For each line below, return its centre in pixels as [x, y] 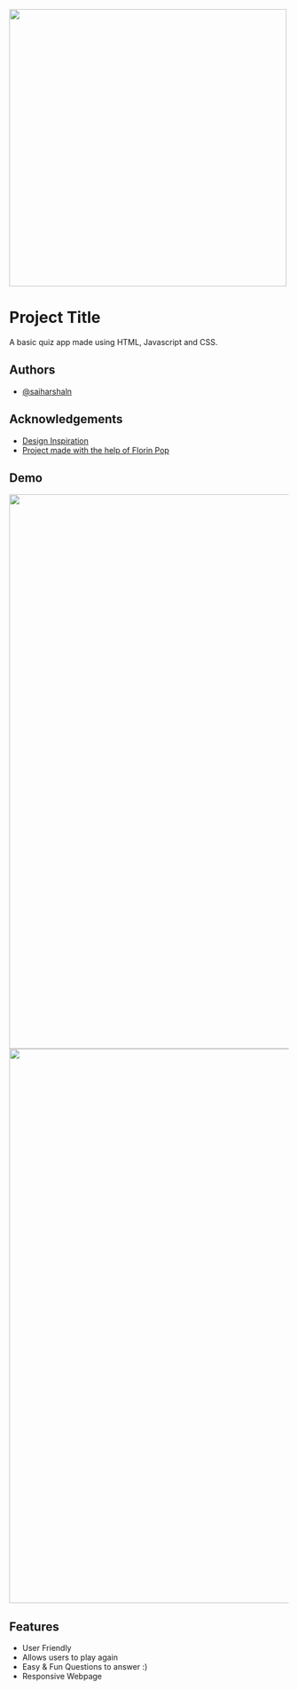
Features [34, 1627]
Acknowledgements [66, 419]
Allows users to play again [70, 1657]
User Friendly [47, 1648]
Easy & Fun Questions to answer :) [85, 1667]
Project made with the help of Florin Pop [96, 450]
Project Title [55, 318]
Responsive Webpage [62, 1677]
